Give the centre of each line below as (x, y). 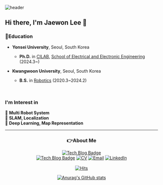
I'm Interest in (22, 102)
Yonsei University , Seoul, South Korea (51, 47)
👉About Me (81, 140)
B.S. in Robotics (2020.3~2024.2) (53, 80)
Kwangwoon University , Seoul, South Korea (56, 71)
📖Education (19, 36)
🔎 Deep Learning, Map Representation (44, 123)
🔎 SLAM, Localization (27, 118)
